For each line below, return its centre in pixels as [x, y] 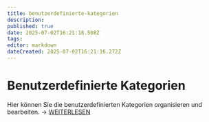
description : [26, 20]
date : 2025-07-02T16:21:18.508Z [53, 33]
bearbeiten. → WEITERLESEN [49, 112]
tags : [15, 39]
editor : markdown [32, 45]
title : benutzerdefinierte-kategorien [63, 13]
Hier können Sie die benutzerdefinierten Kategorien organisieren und [105, 104]
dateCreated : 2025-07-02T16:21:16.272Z [64, 52]
